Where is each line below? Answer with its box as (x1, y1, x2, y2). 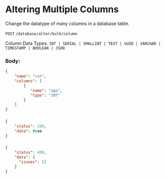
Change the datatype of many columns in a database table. (5, 20, 130, 27)
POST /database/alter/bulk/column (5, 31, 77, 36)
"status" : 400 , (14, 150, 47, 155)
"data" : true (14, 129, 42, 134)
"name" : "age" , (30, 88, 63, 93)
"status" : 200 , (14, 123, 47, 129)
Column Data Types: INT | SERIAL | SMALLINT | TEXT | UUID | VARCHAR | (5, 40, 161, 46)
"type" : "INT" (30, 93, 60, 98)
